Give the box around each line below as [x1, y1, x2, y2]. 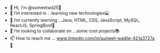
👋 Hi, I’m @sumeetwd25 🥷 [9, 5, 62, 10]
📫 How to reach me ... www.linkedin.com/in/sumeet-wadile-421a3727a [9, 35, 155, 41]
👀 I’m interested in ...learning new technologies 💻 [9, 10, 110, 16]
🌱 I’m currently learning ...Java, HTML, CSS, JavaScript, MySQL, [9, 17, 140, 23]
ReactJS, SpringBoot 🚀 [9, 23, 55, 28]
